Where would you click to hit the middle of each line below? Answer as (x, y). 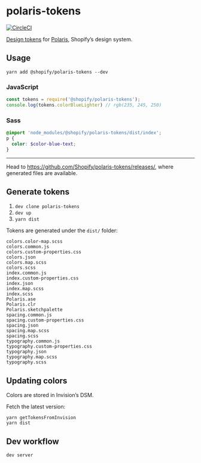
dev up (23, 213)
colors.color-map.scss (34, 242)
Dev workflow (33, 441)
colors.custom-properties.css (44, 252)
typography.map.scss (32, 357)
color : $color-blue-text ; (44, 144)
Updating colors (37, 381)
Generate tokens (38, 192)
